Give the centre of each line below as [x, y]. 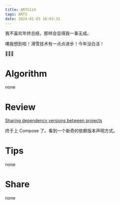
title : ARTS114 [21, 10]
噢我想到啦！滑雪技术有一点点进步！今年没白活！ [55, 44]
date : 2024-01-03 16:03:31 [33, 19]
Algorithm [26, 73]
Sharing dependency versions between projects [54, 120]
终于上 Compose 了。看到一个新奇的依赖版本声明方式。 [61, 131]
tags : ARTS [16, 14]
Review [20, 107]
